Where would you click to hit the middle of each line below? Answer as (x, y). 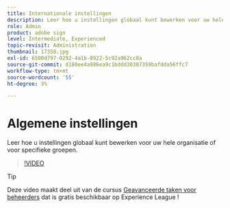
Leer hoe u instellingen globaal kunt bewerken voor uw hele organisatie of (112, 143)
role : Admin (24, 26)
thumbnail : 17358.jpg (38, 52)
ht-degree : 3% (27, 84)
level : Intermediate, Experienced (56, 39)
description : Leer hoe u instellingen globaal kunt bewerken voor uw (108, 20)
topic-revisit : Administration (52, 45)
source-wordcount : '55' (41, 77)
